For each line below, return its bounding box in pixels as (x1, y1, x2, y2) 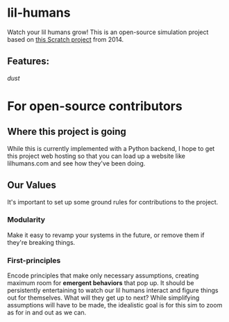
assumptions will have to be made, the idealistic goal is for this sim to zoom (7, 301, 223, 309)
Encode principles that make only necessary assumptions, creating (7, 271, 199, 280)
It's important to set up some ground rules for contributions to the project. (7, 198, 219, 206)
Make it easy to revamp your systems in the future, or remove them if (7, 231, 205, 239)
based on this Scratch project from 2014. (7, 35, 124, 43)
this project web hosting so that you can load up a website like (7, 152, 186, 160)
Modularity (7, 215, 46, 225)
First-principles (7, 255, 61, 265)
